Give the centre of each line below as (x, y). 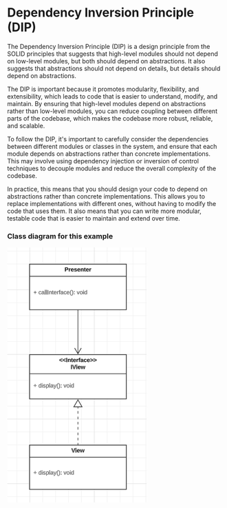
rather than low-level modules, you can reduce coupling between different (112, 111)
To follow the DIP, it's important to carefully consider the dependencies (108, 139)
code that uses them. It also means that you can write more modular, (104, 211)
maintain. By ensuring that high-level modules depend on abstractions (107, 103)
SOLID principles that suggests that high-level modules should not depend (112, 54)
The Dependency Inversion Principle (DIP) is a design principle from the (109, 46)
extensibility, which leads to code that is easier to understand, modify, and (112, 96)
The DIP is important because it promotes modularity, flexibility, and (103, 89)
